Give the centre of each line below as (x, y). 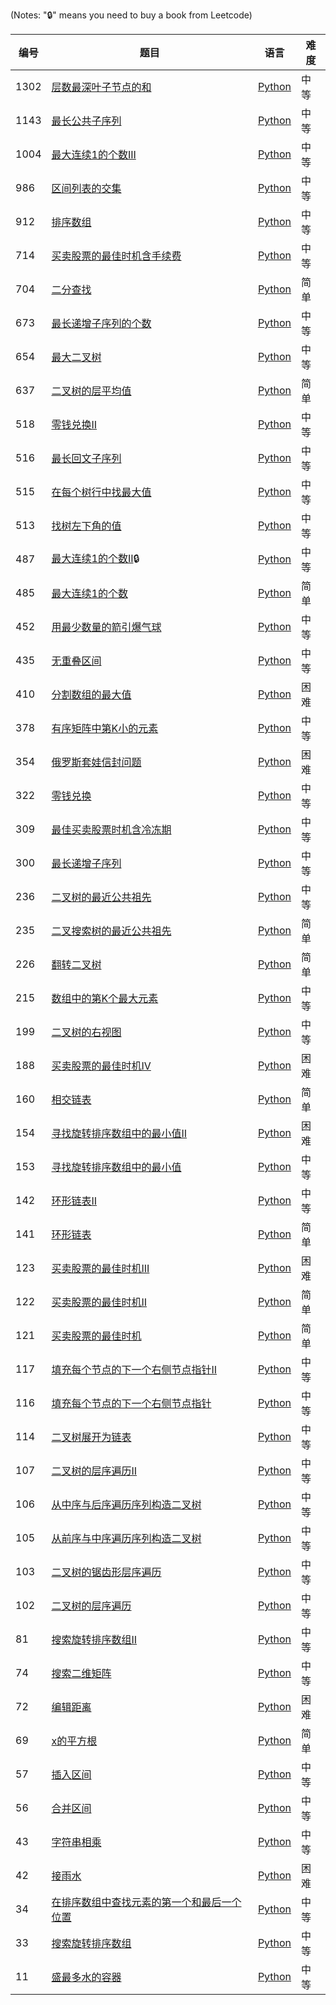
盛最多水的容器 (86, 1977)
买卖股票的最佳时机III (100, 1268)
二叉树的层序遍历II (94, 1471)
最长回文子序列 (86, 458)
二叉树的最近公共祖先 (101, 897)
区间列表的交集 (86, 188)
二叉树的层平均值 (91, 391)
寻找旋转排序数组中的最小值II (119, 1133)
